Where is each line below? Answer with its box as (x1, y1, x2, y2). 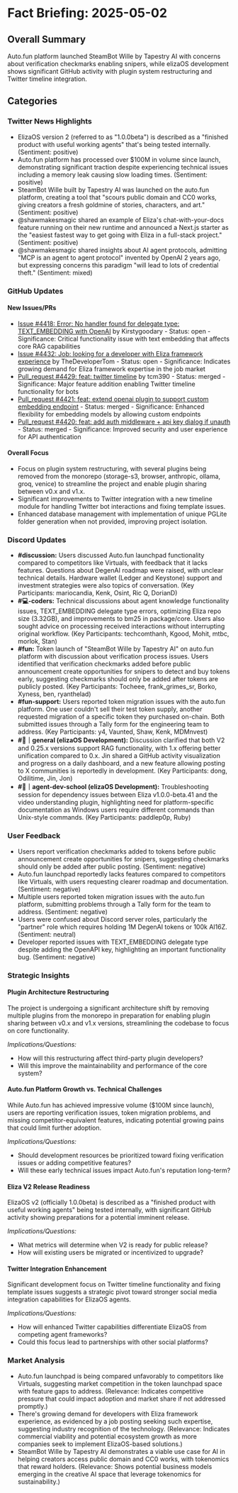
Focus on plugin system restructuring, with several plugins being (17, 465, 207, 473)
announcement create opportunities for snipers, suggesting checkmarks (17, 854, 229, 863)
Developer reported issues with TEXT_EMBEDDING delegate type (17, 937, 209, 946)
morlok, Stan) (17, 637, 58, 646)
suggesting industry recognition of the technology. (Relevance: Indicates (17, 1424, 230, 1433)
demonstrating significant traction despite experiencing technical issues (17, 162, 229, 171)
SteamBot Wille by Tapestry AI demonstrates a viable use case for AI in (17, 1447, 225, 1455)
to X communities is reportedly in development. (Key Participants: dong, (17, 766, 228, 775)
